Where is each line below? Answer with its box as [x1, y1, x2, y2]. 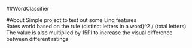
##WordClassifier [6, 5, 50, 12]
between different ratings [6, 36, 69, 42]
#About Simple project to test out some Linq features [6, 17, 137, 23]
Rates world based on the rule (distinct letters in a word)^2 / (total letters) [6, 23, 187, 30]
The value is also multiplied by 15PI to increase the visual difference [6, 29, 173, 36]
